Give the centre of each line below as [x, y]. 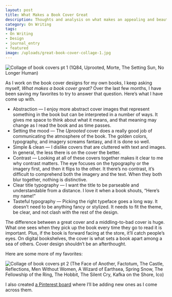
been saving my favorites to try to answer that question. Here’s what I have [84, 94]
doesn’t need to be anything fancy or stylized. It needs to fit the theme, [88, 207]
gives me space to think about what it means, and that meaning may [85, 120]
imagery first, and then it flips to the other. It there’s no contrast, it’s [83, 169]
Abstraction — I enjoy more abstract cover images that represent [81, 109]
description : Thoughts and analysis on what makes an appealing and [80, 19]
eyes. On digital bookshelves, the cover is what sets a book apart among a [84, 238]
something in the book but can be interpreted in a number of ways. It [85, 114]
